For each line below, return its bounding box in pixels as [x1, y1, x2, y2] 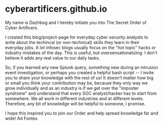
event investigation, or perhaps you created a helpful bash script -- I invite [5, 69, 154, 75]
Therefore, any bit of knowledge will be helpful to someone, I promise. [5, 101, 146, 106]
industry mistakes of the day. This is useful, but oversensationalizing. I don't [5, 50, 158, 56]
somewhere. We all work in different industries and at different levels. [5, 95, 144, 101]
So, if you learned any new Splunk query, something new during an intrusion [5, 64, 158, 70]
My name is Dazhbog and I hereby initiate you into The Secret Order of [5, 20, 147, 25]
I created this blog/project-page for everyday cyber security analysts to [5, 34, 148, 40]
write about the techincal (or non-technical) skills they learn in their [5, 39, 140, 45]
